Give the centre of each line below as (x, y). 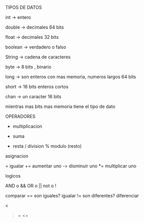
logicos (13, 176)
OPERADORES (20, 116)
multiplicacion (27, 126)
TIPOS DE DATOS (24, 7)
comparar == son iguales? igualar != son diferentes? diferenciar (72, 196)
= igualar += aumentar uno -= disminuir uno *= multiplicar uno (71, 166)
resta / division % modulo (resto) (47, 146)
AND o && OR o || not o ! (31, 186)
